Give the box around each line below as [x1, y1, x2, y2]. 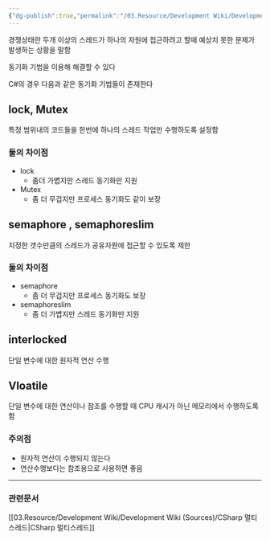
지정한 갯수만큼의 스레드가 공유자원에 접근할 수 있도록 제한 [8, 240, 191, 250]
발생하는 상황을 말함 [8, 45, 71, 55]
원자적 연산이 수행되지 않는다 [19, 453, 111, 463]
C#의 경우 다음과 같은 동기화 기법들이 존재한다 [8, 79, 153, 88]
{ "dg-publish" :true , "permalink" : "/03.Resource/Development [8, 11, 211, 20]
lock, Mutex [8, 103, 68, 117]
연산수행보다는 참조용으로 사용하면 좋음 [19, 463, 143, 472]
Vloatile [8, 379, 48, 393]
